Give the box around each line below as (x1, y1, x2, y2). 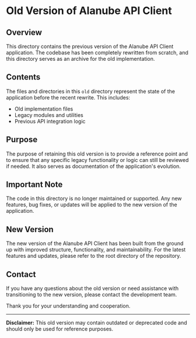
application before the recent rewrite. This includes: (6, 94, 130, 101)
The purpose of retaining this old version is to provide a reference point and (6, 150, 188, 157)
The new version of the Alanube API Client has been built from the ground (6, 240, 184, 247)
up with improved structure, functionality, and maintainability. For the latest (6, 246, 186, 253)
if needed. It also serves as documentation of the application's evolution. (6, 163, 181, 170)
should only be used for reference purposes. (6, 326, 114, 333)
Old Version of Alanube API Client (6, 4, 172, 18)
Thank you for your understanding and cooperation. (6, 302, 131, 309)
